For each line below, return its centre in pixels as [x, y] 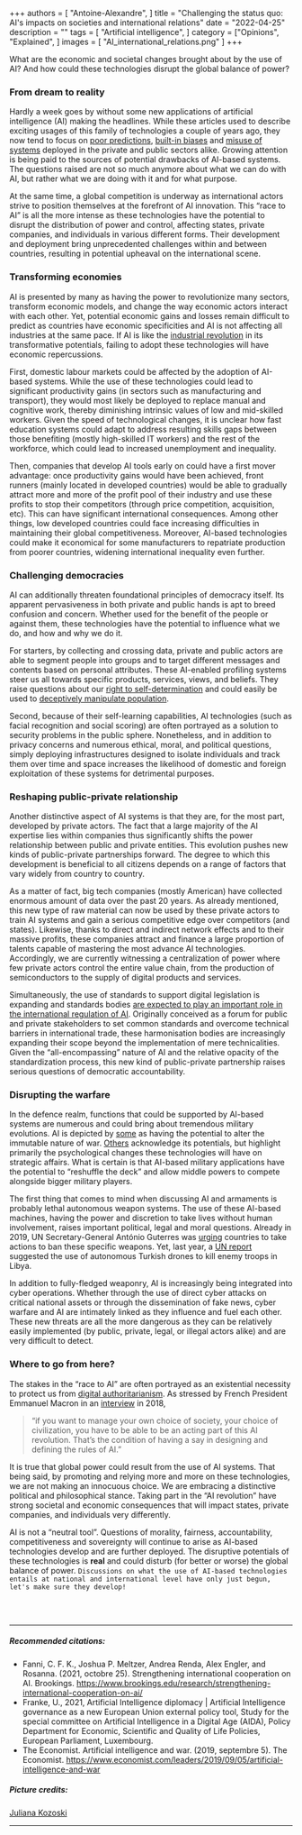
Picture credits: [39, 1790]
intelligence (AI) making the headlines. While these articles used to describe [150, 122]
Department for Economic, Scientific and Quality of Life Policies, [141, 1730]
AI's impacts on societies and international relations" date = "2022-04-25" [147, 23]
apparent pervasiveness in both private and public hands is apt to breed [142, 604]
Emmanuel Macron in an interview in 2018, [88, 1403]
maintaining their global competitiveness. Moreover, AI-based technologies [148, 533]
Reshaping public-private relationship [93, 797]
